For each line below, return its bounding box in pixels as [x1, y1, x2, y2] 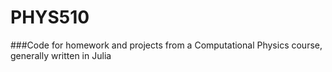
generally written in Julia [10, 49, 112, 61]
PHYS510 [10, 6, 90, 29]
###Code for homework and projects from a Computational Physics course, [10, 39, 323, 51]
